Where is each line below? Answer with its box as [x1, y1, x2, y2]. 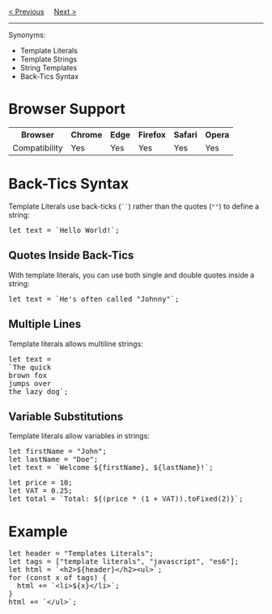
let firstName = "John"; [8, 447, 107, 456]
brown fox [8, 371, 47, 379]
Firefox [138, 129, 166, 140]
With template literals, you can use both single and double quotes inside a [8, 270, 255, 280]
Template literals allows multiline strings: [8, 339, 143, 349]
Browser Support [8, 100, 125, 118]
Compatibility [12, 142, 63, 153]
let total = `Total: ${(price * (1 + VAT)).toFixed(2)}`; [8, 494, 244, 504]
